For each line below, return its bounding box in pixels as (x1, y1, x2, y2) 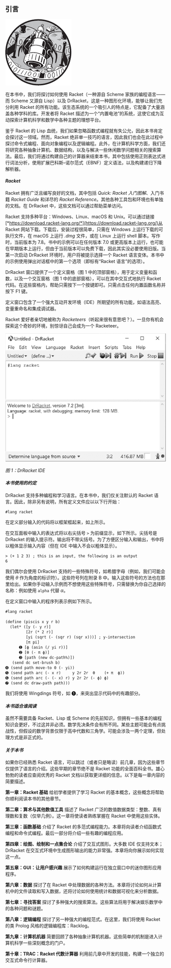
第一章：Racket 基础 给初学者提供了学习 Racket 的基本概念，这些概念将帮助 (5, 789, 164, 795)
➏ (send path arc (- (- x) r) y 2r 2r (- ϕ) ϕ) (5, 676, 109, 681)
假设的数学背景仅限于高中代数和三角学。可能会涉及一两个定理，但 (22, 728, 161, 734)
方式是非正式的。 (9, 735, 46, 741)
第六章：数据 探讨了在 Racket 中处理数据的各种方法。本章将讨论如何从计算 (5, 882, 162, 888)
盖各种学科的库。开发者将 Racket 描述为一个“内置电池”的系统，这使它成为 (5, 110, 160, 116)
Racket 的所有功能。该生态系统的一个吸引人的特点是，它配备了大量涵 (19, 104, 165, 110)
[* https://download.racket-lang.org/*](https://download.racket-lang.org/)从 (5, 220, 163, 226)
